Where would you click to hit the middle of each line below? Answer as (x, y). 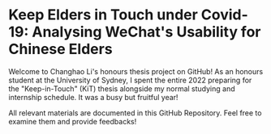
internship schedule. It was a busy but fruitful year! (93, 97)
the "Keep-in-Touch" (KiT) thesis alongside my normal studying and (122, 88)
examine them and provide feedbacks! (73, 121)
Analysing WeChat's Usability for (146, 32)
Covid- (225, 15)
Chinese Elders (60, 49)
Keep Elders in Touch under (103, 15)
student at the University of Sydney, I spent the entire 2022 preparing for (130, 80)
